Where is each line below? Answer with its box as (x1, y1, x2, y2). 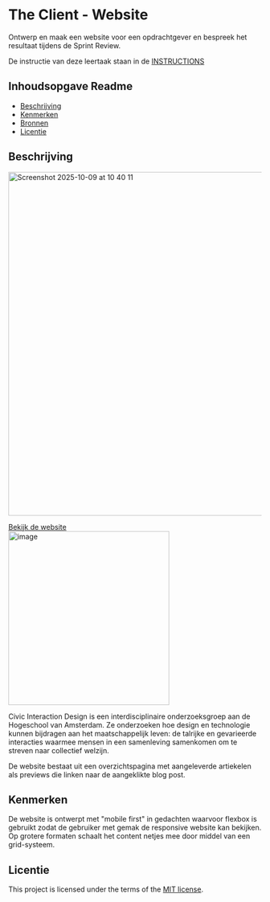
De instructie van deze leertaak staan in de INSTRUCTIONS (8, 56, 205, 66)
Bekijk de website (8, 522, 67, 531)
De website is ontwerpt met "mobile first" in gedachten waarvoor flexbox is (8, 814, 257, 824)
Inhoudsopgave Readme (8, 80, 133, 93)
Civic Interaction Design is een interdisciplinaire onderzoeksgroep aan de (8, 711, 251, 721)
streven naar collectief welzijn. (8, 745, 110, 755)
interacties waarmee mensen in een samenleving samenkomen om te (8, 737, 238, 747)
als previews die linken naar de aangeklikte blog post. (8, 769, 186, 779)
